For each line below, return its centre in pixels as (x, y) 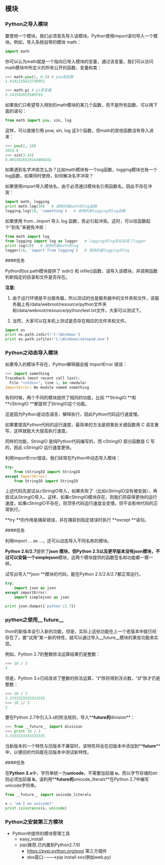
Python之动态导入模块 (32, 353)
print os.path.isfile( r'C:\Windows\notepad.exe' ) (57, 339)
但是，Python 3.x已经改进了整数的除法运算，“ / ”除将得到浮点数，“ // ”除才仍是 (83, 678)
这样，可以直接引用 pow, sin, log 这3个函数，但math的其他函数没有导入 (77, 130)
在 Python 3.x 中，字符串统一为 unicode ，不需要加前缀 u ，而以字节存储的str (81, 773)
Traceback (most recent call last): (43, 379)
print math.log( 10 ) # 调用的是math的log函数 (51, 207)
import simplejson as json (42, 597)
